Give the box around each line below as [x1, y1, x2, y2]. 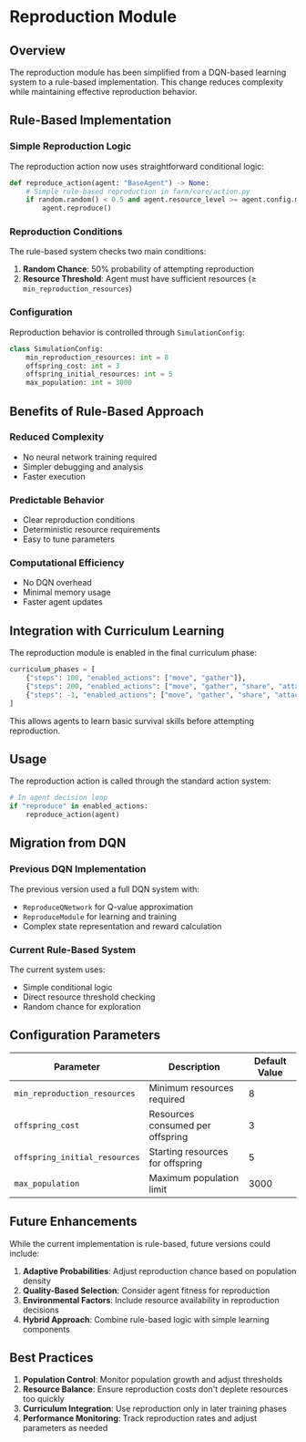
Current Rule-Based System [9, 943, 137, 956]
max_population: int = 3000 [25, 379, 132, 388]
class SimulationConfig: [9, 344, 104, 353]
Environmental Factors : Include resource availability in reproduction [22, 1294, 280, 1305]
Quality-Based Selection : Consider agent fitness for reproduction [22, 1284, 270, 1296]
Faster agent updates [22, 597, 103, 607]
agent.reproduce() [42, 203, 112, 213]
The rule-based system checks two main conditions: [9, 246, 207, 257]
